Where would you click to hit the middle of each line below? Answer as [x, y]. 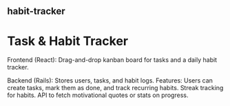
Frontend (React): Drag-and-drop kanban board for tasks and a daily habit [112, 60]
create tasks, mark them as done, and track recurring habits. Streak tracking [115, 88]
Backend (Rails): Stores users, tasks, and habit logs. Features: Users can [110, 81]
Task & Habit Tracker [68, 41]
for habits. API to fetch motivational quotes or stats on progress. [98, 95]
